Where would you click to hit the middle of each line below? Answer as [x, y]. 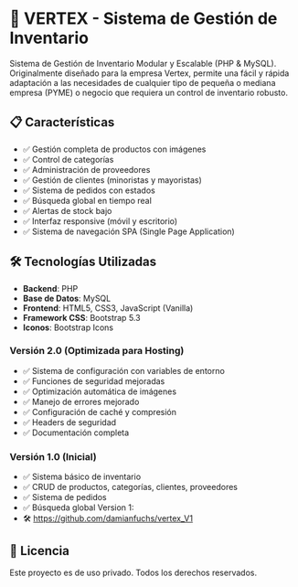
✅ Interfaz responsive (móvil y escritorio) [100, 221]
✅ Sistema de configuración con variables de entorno [124, 370]
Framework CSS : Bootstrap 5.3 [81, 317]
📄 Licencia [40, 551]
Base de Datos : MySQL [67, 298]
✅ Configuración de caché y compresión [99, 411]
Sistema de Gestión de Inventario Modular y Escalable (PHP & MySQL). [143, 63]
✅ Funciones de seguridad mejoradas [94, 381]
